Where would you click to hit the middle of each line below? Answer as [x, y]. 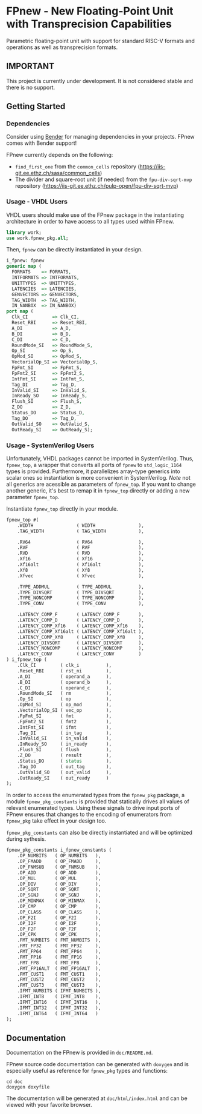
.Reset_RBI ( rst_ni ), [65, 671]
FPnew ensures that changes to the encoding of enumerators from [89, 814]
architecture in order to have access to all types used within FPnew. [90, 221]
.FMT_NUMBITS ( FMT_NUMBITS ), [59, 940]
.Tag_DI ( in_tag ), [65, 733]
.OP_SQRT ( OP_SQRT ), [59, 890]
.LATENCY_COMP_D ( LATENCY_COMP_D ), [81, 620]
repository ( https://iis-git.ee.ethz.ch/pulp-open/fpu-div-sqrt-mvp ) [97, 186]
